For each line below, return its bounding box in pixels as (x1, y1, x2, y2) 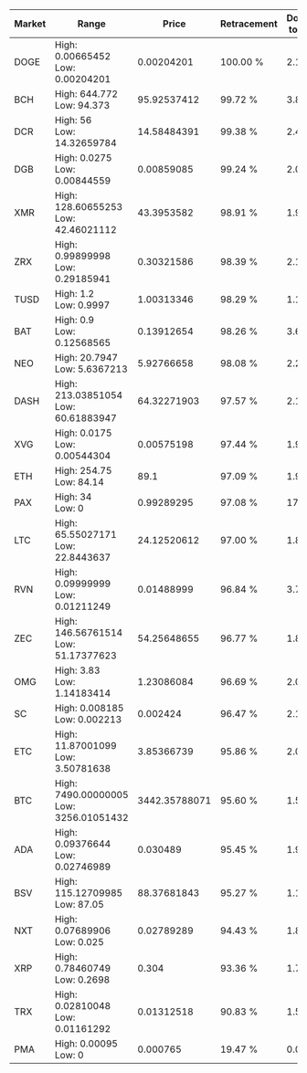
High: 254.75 (54, 465, 112, 477)
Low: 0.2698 (54, 973, 111, 985)
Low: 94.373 (54, 100, 111, 111)
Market (14, 17, 47, 30)
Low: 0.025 (54, 936, 105, 948)
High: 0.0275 (54, 152, 112, 163)
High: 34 (54, 490, 92, 503)
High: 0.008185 (54, 702, 124, 714)
